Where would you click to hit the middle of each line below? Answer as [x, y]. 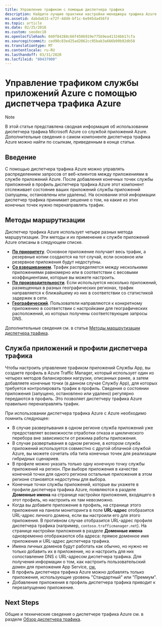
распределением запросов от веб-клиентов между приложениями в [77, 174]
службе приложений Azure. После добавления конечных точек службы [79, 179]
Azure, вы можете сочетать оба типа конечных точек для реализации [84, 453]
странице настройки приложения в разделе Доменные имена [77, 531]
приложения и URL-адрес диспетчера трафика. [61, 541]
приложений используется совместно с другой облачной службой [81, 448]
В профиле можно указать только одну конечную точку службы [78, 464]
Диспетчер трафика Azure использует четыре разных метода [69, 232]
